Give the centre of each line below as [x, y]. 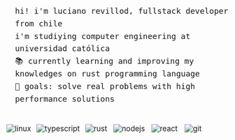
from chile [39, 23]
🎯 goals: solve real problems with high [105, 86]
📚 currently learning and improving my [105, 61]
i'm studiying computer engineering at [103, 36]
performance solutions [65, 99]
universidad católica [63, 48]
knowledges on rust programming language [107, 73]
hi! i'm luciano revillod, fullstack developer [122, 11]
